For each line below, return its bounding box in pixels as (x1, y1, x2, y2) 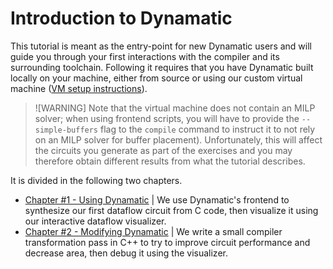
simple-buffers (34, 125, 99, 135)
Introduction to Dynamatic (10, 7, 233, 30)
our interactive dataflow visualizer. (24, 215, 167, 227)
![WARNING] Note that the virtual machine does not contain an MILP (34, 102, 316, 114)
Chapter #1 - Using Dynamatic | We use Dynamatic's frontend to (24, 193, 290, 206)
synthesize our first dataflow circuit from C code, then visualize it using (24, 204, 319, 216)
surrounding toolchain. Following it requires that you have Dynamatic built (10, 61, 314, 73)
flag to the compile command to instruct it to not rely (99, 123, 316, 135)
